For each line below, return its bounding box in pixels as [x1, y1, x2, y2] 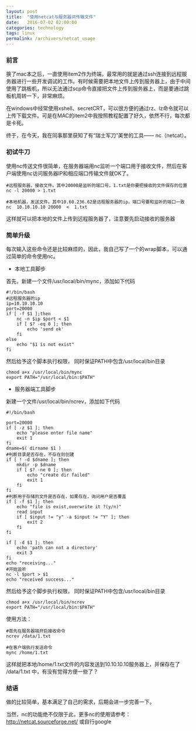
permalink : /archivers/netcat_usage [6, 36, 95, 42]
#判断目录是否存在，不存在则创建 [6, 451, 74, 457]
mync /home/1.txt [6, 650, 49, 656]
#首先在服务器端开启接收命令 [6, 628, 66, 634]
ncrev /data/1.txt [6, 633, 51, 639]
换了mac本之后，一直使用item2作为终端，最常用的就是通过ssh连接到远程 [6, 71, 182, 78]
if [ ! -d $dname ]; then [6, 457, 69, 463]
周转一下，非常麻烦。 [16, 92, 68, 99]
